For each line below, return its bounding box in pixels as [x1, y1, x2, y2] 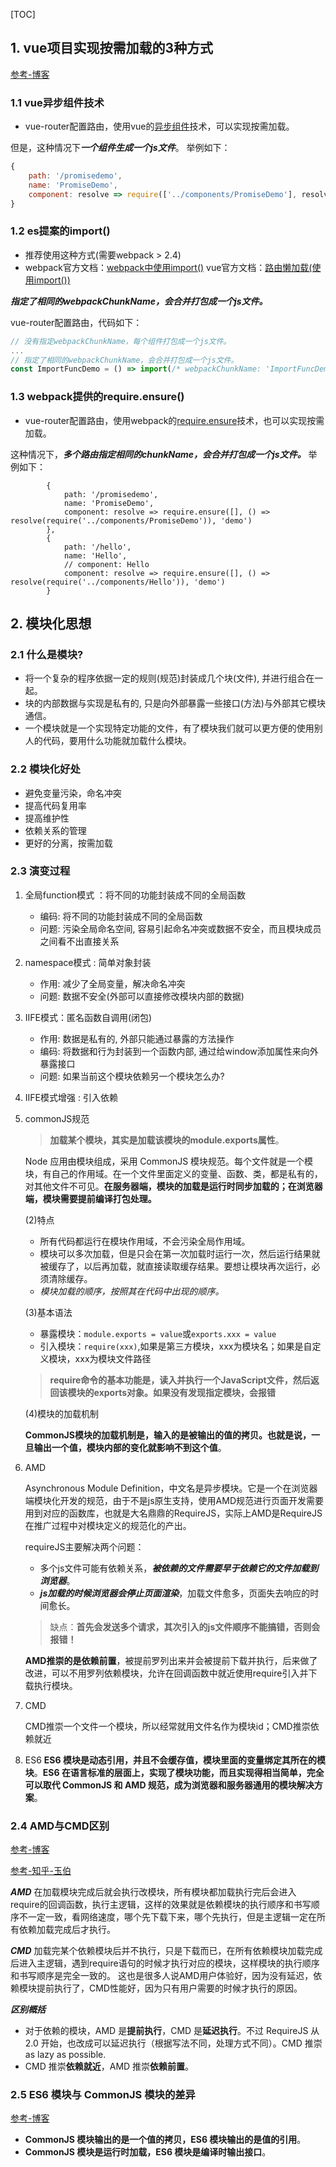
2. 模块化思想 [10, 615, 92, 632]
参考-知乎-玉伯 [10, 1865, 72, 1877]
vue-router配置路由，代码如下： [10, 316, 143, 328]
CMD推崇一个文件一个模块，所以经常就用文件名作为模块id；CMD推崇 [24, 1720, 311, 1732]
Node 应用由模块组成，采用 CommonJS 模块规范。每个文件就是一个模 [24, 1155, 314, 1167]
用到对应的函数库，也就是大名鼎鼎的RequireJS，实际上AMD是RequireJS [24, 1507, 323, 1519]
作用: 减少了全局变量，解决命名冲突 [39, 977, 186, 989]
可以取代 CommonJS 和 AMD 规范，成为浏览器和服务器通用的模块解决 [24, 1779, 315, 1791]
